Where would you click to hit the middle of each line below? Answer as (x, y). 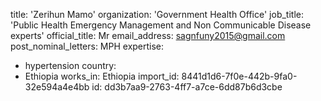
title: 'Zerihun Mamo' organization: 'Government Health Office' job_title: (157, 14)
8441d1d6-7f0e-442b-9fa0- (239, 76)
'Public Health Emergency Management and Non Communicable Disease (161, 25)
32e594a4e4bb (57, 87)
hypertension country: (70, 65)
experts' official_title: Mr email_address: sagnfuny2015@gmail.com (148, 35)
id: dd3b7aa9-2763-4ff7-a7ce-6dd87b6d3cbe (187, 87)
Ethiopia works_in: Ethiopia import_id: (102, 76)
